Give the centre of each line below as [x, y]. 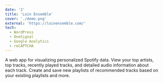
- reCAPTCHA [22, 46]
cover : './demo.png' [26, 19]
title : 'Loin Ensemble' [29, 14]
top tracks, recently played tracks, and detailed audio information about [77, 65]
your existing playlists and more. [38, 75]
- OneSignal [22, 37]
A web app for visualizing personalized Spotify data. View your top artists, [79, 60]
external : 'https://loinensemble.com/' [46, 23]
